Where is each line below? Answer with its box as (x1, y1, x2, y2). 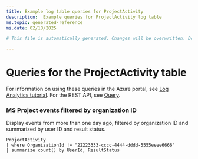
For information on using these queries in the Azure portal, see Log (6, 86, 169, 93)
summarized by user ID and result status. (6, 126, 106, 133)
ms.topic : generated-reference (6, 19, 83, 25)
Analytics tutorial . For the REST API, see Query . (6, 92, 121, 99)
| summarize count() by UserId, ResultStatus (6, 147, 120, 153)
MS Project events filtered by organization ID (6, 106, 137, 114)
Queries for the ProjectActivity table (6, 66, 187, 79)
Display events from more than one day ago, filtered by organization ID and (6, 120, 189, 127)
